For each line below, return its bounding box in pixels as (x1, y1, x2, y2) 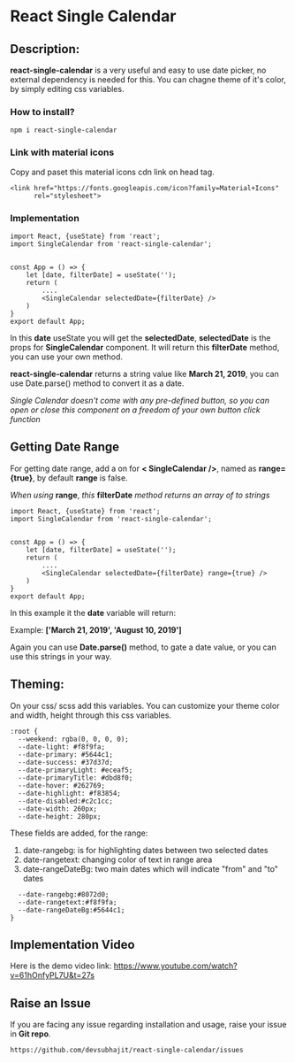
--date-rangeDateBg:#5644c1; (18, 905, 125, 914)
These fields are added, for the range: (10, 828, 148, 838)
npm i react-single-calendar (10, 126, 117, 135)
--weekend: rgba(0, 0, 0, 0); (18, 735, 129, 743)
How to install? (10, 105, 75, 118)
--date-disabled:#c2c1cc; (18, 797, 114, 805)
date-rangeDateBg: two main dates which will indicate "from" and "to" (22, 863, 279, 874)
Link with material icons (10, 146, 115, 158)
